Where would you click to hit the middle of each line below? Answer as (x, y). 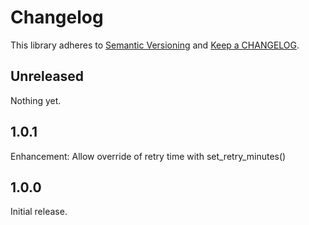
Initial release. (39, 212)
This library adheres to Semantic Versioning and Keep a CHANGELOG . (155, 45)
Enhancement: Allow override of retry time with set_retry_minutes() (148, 156)
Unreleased (47, 76)
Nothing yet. (36, 100)
